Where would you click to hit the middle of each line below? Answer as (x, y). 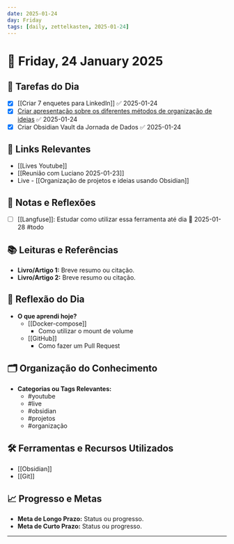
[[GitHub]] (42, 338)
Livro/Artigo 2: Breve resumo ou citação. (76, 278)
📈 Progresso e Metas (55, 498)
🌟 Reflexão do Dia (46, 299)
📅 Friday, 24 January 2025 (85, 61)
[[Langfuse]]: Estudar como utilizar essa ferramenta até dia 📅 (105, 219)
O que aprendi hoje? (47, 316)
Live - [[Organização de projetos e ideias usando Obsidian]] (103, 181)
